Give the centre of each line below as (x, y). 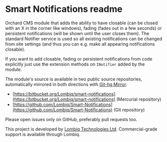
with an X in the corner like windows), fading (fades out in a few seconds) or (83, 28)
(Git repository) (129, 110)
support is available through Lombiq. (43, 134)
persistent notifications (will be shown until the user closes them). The (77, 33)
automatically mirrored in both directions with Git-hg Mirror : (66, 84)
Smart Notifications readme (64, 9)
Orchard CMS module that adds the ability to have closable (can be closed (82, 23)
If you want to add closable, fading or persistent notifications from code (79, 59)
